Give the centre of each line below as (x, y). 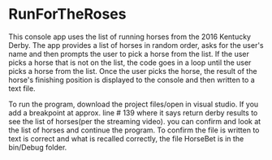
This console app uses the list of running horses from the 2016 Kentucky (130, 37)
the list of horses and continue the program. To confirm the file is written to (134, 130)
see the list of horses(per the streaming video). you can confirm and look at (135, 121)
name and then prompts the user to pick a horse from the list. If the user (129, 54)
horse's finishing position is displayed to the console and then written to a (132, 80)
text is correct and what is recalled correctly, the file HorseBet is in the (126, 138)
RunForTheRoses (67, 14)
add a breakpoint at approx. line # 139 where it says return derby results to (133, 112)
